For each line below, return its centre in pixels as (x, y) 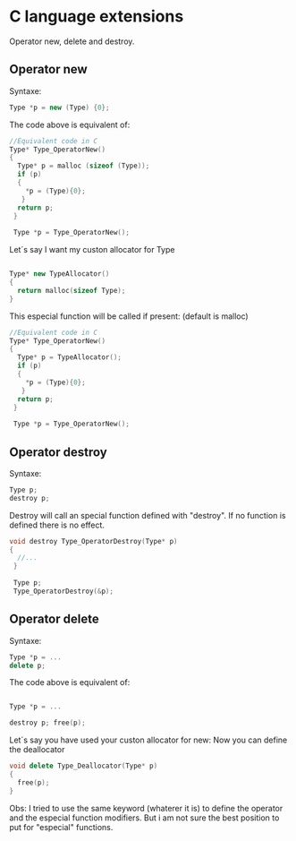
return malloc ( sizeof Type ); (72, 290)
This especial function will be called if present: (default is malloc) (129, 316)
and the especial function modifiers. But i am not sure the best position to (144, 818)
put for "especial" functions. (61, 827)
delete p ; (28, 665)
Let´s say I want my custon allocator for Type (92, 250)
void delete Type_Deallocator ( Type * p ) (84, 766)
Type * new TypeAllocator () (59, 274)
